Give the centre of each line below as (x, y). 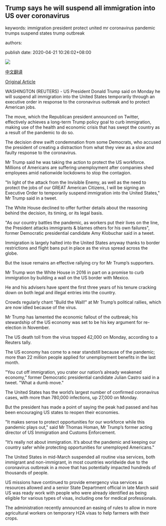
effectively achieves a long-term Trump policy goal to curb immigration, (78, 122)
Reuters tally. (19, 342)
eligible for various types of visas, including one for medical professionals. (81, 498)
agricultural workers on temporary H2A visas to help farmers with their (77, 513)
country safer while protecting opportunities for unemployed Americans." (80, 447)
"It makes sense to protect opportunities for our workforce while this (75, 422)
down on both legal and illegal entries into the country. (61, 292)
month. (12, 362)
